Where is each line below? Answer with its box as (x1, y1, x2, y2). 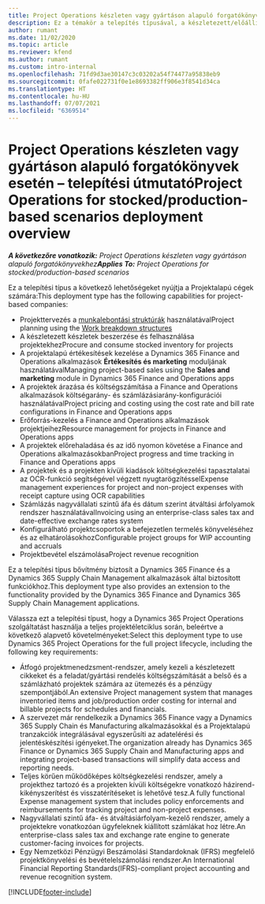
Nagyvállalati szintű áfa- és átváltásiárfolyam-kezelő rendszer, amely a (19, 813, 250, 823)
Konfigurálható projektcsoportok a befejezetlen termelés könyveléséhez (19, 524, 254, 533)
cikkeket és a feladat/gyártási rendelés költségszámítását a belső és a (19, 671, 247, 680)
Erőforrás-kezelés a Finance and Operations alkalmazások (19, 415, 210, 424)
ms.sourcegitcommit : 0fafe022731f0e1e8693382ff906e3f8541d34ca (8, 77, 221, 85)
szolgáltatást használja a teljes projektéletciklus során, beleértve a (8, 622, 223, 631)
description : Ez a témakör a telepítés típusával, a (8, 19, 185, 27)
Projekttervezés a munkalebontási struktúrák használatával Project (19, 315, 235, 324)
